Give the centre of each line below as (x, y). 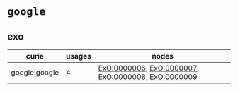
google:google (35, 72)
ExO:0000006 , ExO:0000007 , (149, 68)
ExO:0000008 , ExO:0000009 (148, 77)
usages (79, 56)
